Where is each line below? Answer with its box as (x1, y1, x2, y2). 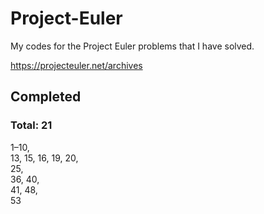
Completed (10, 88, 82, 106)
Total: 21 (10, 118, 53, 132)
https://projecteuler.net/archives (10, 59, 143, 71)
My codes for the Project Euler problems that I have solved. (10, 40, 255, 52)
